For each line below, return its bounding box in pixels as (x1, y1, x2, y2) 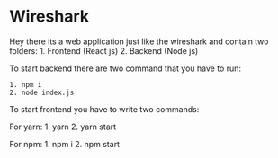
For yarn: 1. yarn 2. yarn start (9, 121, 117, 132)
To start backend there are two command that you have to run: (9, 63, 241, 74)
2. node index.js (9, 88, 75, 97)
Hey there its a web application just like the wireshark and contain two (9, 36, 269, 47)
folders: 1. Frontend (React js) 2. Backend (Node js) (9, 45, 199, 56)
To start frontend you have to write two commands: (9, 103, 200, 114)
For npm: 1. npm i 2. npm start (9, 138, 120, 149)
